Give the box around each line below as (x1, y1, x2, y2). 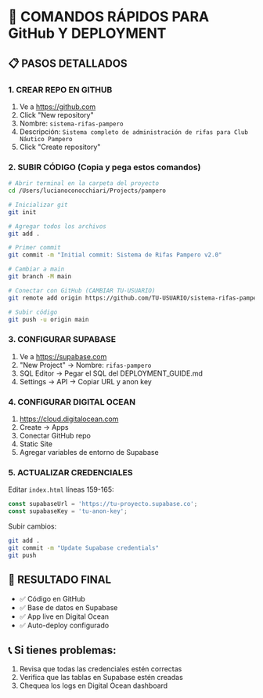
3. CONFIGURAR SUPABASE (8, 334, 116, 345)
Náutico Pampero (19, 135, 73, 143)
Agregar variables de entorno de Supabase (19, 448, 159, 457)
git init (8, 208, 37, 216)
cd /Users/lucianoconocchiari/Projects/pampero (8, 187, 167, 195)
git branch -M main (8, 273, 72, 281)
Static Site (19, 439, 53, 449)
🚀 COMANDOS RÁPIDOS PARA (8, 8, 210, 26)
